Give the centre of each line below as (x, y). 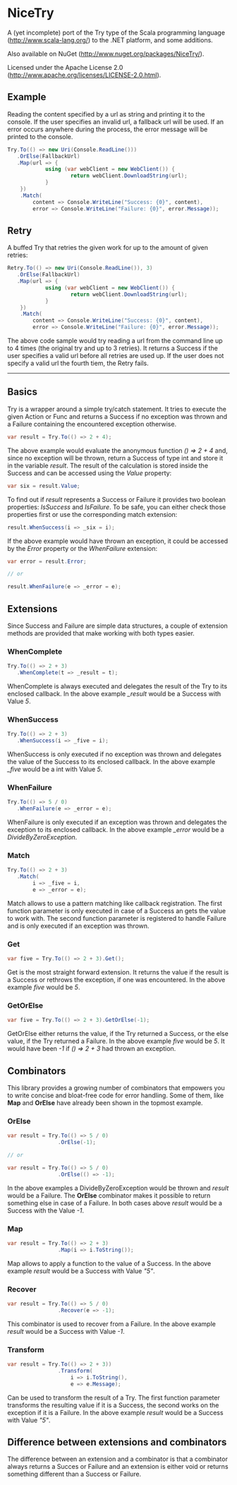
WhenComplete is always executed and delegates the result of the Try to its (117, 686)
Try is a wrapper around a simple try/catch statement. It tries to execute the (117, 409)
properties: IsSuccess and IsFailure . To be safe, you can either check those (117, 507)
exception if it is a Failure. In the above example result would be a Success (115, 1412)
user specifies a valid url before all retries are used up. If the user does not (116, 356)
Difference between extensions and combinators (117, 1442)
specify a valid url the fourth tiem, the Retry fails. (78, 363)
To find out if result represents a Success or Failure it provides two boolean (116, 499)
